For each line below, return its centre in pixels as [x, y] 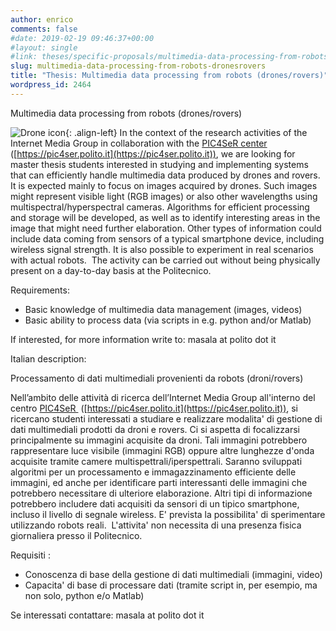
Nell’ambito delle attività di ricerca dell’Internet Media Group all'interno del [163, 397]
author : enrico [42, 19]
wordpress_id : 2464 [51, 85]
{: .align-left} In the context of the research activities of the [186, 132]
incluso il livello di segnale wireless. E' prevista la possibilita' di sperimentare [168, 514]
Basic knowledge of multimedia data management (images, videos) [163, 309]
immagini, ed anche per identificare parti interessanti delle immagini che [159, 482]
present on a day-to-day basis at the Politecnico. [111, 270]
